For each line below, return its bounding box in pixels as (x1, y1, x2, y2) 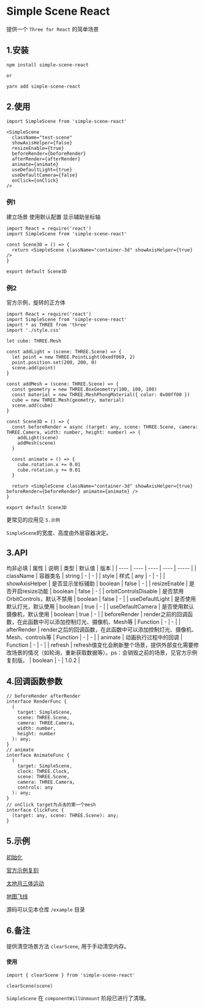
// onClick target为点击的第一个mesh (6, 802, 96, 808)
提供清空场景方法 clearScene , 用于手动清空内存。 (6, 943, 130, 950)
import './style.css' (6, 327, 62, 334)
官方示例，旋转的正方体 (6, 299, 65, 307)
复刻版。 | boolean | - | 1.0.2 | (6, 656, 81, 664)
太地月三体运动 (6, 880, 44, 887)
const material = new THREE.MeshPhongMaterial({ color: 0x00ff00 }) (12, 392, 190, 398)
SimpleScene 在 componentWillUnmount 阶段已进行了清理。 (6, 994, 150, 1002)
